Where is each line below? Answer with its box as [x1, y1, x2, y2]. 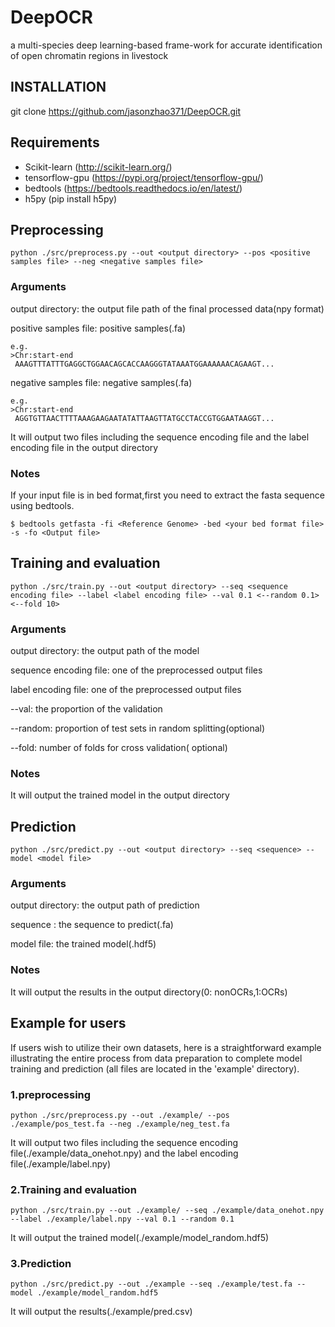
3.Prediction [10, 1257, 72, 1271]
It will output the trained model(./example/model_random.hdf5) [10, 1232, 270, 1244]
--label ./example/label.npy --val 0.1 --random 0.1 [10, 1214, 235, 1225]
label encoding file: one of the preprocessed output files [10, 684, 242, 696]
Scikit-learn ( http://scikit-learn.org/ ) [24, 161, 173, 173]
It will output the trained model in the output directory [10, 789, 230, 801]
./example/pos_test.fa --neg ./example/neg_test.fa [10, 1119, 230, 1129]
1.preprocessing [10, 1087, 92, 1101]
